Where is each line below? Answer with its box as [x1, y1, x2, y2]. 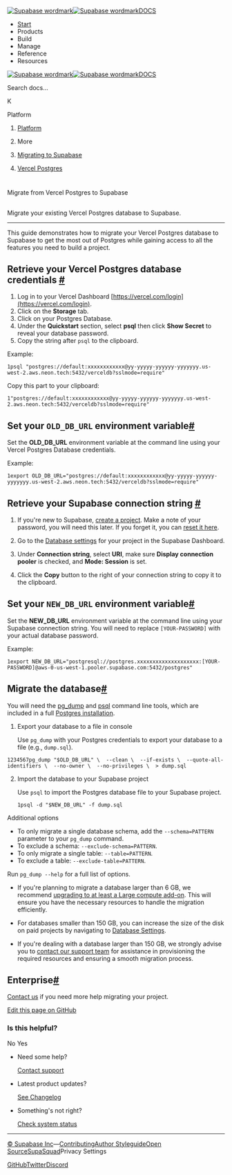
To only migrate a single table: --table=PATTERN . [17, 849, 153, 857]
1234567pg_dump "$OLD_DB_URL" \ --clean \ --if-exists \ [7, 756, 181, 763]
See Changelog [17, 1093, 61, 1101]
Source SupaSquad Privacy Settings [7, 1147, 107, 1155]
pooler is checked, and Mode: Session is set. [17, 558, 147, 566]
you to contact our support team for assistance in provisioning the [17, 946, 206, 955]
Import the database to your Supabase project [17, 775, 149, 783]
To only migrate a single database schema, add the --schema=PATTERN [17, 827, 214, 835]
